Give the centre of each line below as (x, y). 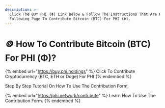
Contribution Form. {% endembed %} (43, 101)
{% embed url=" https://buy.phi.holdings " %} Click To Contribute (70, 71)
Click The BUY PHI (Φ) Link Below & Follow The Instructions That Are (83, 14)
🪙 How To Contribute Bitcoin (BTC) (78, 44)
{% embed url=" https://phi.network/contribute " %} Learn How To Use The (80, 96)
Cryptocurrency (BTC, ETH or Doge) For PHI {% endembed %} (68, 77)
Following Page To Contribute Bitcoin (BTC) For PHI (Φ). (70, 19)
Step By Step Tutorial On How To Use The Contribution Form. (67, 86)
